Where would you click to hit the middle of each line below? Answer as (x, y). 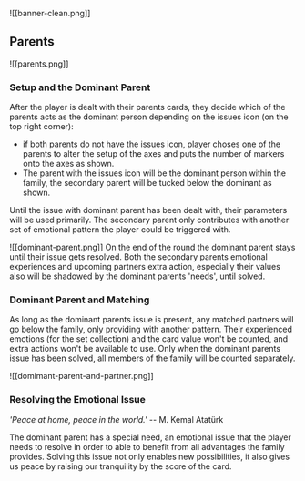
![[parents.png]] (39, 64)
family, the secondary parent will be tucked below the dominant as (147, 183)
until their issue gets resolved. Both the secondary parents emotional (139, 257)
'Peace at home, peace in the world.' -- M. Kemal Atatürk (117, 419)
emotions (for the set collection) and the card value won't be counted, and (149, 339)
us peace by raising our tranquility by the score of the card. (121, 466)
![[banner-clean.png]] (50, 13)
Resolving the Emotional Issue (77, 400)
